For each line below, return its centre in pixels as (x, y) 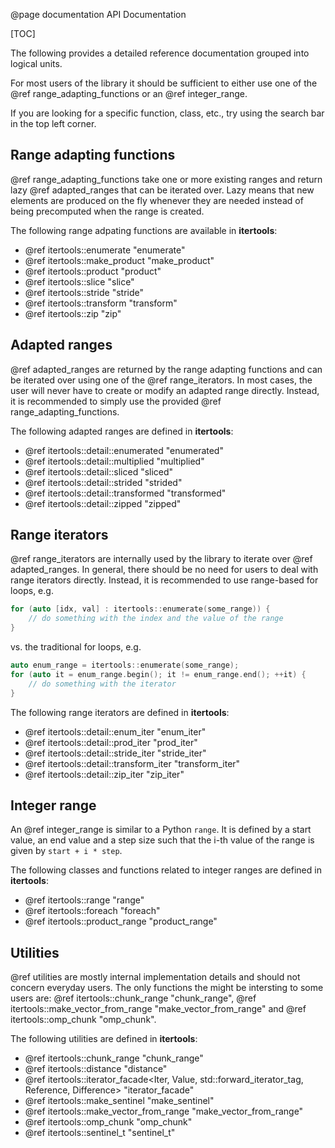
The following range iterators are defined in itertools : (120, 712)
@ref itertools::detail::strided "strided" (103, 482)
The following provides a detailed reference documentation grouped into (160, 53)
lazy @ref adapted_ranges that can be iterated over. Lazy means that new (162, 190)
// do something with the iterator (102, 684)
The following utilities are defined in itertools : (104, 1039)
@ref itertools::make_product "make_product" (119, 260)
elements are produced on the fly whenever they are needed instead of (157, 200)
